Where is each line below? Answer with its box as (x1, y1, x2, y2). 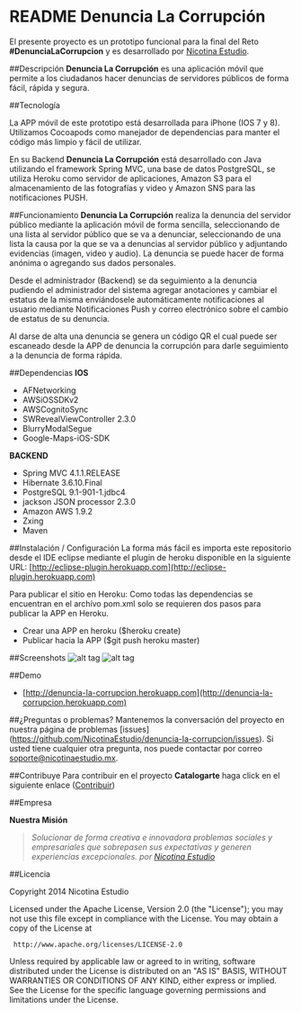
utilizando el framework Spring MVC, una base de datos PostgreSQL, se (9, 163, 276, 174)
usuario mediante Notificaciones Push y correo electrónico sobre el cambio (9, 304, 289, 315)
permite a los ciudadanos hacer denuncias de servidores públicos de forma (9, 72, 289, 83)
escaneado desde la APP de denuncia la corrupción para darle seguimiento (9, 340, 289, 351)
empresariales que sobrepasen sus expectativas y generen (31, 841, 252, 852)
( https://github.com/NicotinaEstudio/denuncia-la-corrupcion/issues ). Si (9, 733, 274, 744)
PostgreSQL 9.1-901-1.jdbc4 (22, 487, 126, 497)
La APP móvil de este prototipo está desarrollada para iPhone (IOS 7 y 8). (9, 117, 280, 128)
